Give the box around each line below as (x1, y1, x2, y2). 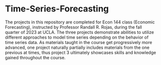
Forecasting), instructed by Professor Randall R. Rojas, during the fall (5, 24, 142, 30)
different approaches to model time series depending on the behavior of (5, 34, 149, 40)
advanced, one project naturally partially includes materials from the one (5, 44, 150, 50)
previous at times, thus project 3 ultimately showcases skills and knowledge (5, 49, 156, 55)
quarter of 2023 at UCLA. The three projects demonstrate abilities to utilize (5, 29, 154, 35)
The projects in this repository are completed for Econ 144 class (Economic (5, 19, 155, 25)
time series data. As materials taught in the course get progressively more (5, 39, 152, 45)
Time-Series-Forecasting (5, 3, 109, 14)
